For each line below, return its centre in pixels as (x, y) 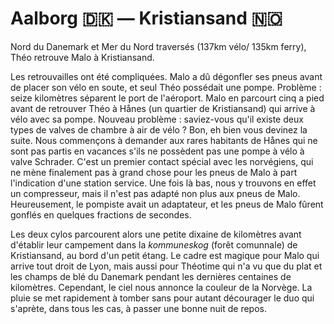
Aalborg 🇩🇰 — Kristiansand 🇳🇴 (146, 18)
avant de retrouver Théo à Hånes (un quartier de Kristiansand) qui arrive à (163, 108)
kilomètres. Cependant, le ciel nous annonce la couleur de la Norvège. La (161, 287)
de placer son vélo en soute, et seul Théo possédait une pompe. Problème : (166, 87)
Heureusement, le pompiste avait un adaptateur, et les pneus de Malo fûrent (167, 204)
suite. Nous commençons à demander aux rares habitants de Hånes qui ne (164, 140)
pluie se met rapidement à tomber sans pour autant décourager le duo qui (162, 298)
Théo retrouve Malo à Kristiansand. (82, 57)
